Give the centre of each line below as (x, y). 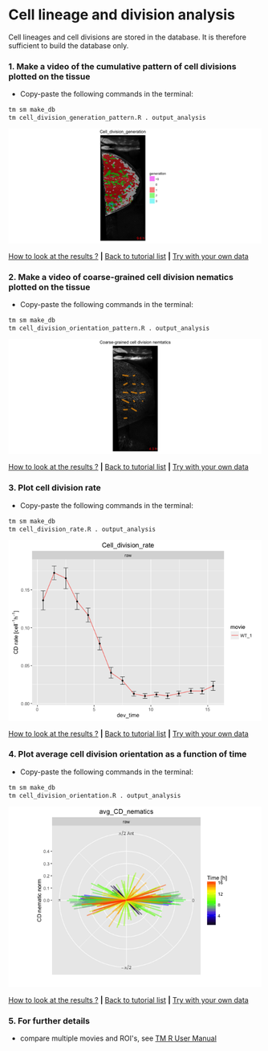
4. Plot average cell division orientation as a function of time (128, 754)
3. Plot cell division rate (55, 488)
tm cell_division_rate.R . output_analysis (82, 529)
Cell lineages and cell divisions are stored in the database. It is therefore (128, 37)
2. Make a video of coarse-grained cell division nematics (121, 277)
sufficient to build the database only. (69, 45)
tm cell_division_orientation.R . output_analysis (95, 795)
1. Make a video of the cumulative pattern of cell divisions (122, 66)
